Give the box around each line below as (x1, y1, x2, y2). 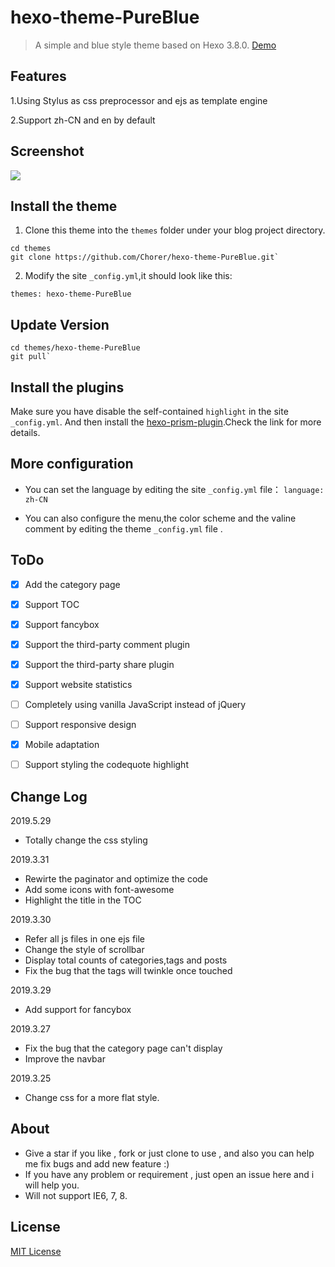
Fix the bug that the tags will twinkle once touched (24, 965, 233, 977)
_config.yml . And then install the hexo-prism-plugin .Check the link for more (10, 416, 322, 428)
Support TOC (24, 598, 80, 610)
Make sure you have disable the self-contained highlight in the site (10, 406, 289, 417)
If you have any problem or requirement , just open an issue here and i (24, 1168, 315, 1180)
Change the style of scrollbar (24, 944, 145, 956)
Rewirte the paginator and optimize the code (24, 873, 209, 885)
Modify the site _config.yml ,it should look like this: (24, 270, 233, 282)
